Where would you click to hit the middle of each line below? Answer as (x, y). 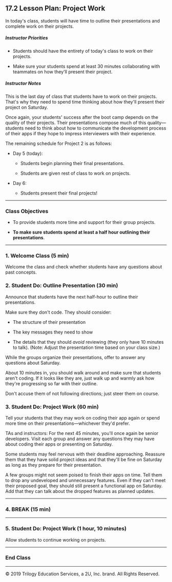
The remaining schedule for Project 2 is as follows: (59, 143)
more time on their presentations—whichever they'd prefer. (68, 423)
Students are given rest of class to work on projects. (76, 173)
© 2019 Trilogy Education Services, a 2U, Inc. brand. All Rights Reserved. (82, 574)
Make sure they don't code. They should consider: (58, 312)
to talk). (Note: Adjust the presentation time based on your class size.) (86, 347)
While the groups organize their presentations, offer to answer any (75, 357)
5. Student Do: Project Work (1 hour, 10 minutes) (66, 529)
